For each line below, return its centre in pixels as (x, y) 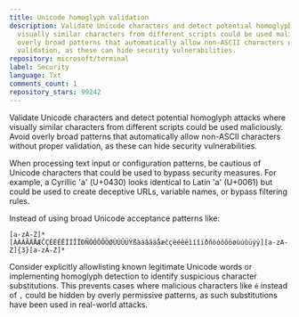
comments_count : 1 (43, 84)
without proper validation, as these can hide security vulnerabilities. (133, 146)
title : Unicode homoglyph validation (79, 17)
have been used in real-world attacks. (79, 305)
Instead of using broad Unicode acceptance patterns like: (115, 218)
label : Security (39, 68)
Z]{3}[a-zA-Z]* (37, 250)
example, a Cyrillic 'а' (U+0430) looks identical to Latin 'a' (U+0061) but (141, 182)
